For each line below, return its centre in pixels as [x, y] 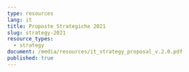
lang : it [20, 20]
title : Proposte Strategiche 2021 [57, 26]
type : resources [30, 13]
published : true [30, 58]
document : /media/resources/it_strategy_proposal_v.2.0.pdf [95, 52]
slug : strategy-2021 [37, 33]
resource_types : [30, 39]
